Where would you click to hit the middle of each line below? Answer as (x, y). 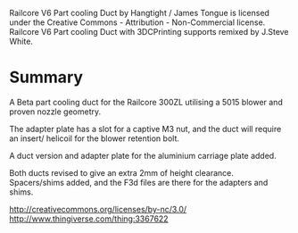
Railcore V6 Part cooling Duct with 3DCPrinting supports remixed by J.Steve (149, 32)
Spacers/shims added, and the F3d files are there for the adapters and (139, 182)
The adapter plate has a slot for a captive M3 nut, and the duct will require (145, 129)
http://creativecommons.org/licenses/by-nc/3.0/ (98, 209)
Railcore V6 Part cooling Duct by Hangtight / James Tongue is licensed (140, 13)
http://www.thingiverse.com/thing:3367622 (89, 219)
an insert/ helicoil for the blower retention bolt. (95, 138)
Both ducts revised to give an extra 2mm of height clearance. (122, 172)
